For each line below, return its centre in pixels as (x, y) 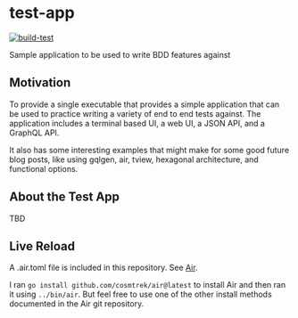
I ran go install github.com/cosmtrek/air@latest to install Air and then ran (148, 285)
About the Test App (65, 197)
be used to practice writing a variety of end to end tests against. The (135, 113)
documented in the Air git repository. (77, 304)
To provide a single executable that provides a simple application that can (145, 104)
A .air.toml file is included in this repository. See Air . (103, 268)
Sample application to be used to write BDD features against (120, 54)
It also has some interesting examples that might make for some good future (149, 150)
